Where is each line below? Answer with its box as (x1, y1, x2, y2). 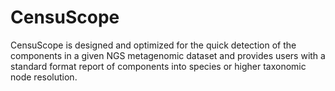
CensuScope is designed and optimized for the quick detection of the (10, 39, 297, 51)
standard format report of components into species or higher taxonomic (10, 60, 307, 72)
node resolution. (10, 71, 78, 83)
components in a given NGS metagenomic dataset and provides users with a (10, 49, 326, 61)
